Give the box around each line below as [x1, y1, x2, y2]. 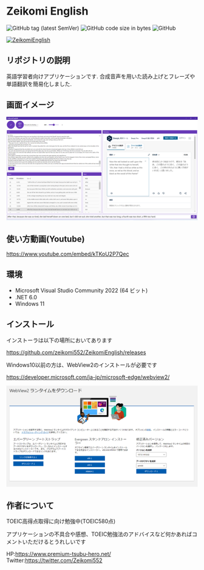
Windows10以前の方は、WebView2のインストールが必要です [6, 361, 158, 369]
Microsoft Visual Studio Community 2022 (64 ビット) [15, 287, 148, 294]
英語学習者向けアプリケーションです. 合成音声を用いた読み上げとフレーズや [6, 72, 195, 80]
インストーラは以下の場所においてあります [6, 336, 112, 344]
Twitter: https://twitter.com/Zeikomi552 [6, 557, 103, 564]
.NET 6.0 [15, 293, 38, 301]
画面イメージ [6, 100, 55, 110]
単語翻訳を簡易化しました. [6, 80, 72, 88]
